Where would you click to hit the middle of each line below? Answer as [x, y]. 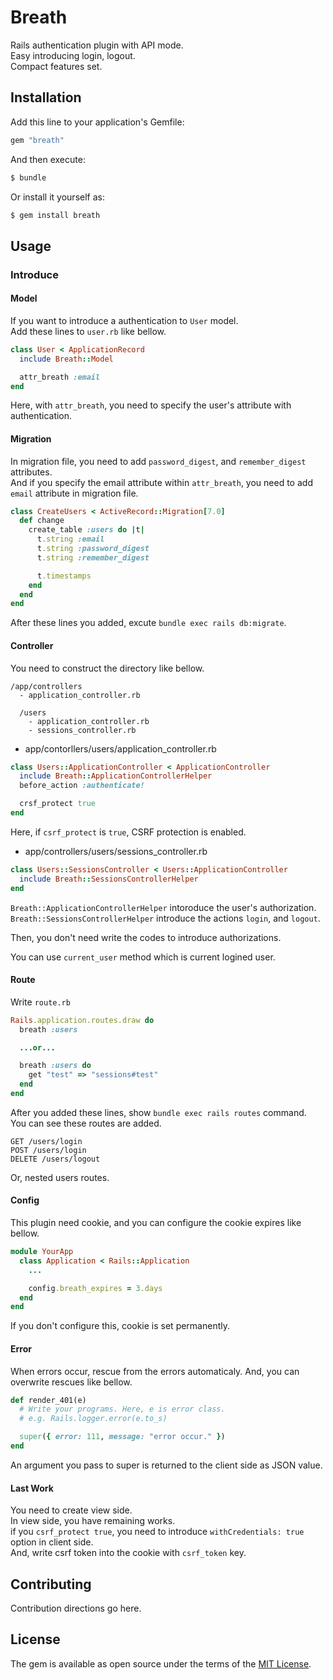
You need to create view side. [71, 1510]
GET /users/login [46, 1141]
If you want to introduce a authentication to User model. [124, 320]
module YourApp [42, 1252]
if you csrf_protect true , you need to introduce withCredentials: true [157, 1532]
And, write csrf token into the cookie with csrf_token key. [128, 1553]
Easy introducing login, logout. [73, 55]
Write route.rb [40, 1002]
